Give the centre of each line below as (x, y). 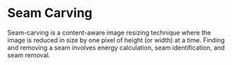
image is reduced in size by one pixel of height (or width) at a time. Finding (116, 40)
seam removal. (29, 55)
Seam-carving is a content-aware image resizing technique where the (109, 32)
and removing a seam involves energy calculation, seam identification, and (116, 47)
